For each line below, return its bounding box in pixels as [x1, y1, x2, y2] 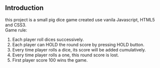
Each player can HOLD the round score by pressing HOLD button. [12, 41, 144, 48]
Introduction [5, 4, 44, 12]
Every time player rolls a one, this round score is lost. [12, 52, 119, 58]
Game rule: [5, 27, 27, 33]
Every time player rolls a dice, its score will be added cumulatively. [12, 47, 146, 52]
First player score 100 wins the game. [12, 57, 88, 63]
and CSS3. [5, 22, 27, 28]
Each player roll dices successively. [12, 36, 84, 42]
